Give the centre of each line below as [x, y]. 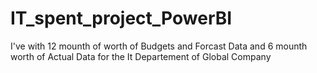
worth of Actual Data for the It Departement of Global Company [141, 56]
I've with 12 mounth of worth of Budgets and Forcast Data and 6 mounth [159, 46]
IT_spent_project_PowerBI [121, 18]
